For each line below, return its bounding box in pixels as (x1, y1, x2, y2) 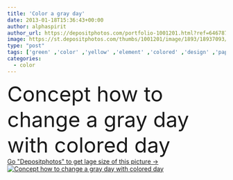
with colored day (7, 132, 171, 158)
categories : (7, 55, 42, 62)
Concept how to (7, 80, 164, 107)
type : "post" (7, 42, 45, 49)
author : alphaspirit (7, 23, 67, 30)
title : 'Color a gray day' (7, 10, 85, 17)
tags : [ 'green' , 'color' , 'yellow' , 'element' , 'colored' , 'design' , (7, 49, 216, 56)
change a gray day (7, 106, 189, 132)
